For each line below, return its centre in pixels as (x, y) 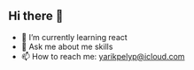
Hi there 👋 (36, 16)
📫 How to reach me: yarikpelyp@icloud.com (103, 56)
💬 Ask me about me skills (67, 46)
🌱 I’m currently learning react (74, 37)
